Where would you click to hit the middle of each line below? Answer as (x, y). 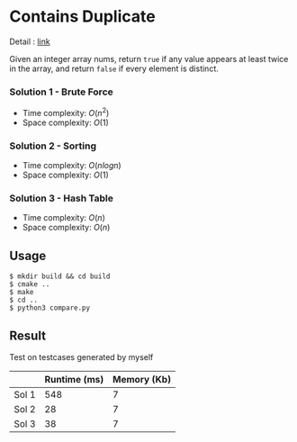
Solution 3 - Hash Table (62, 198)
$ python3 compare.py (50, 308)
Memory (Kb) (142, 380)
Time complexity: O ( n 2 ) (66, 112)
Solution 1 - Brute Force (62, 92)
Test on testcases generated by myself (81, 357)
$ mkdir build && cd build (60, 276)
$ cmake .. (30, 284)
